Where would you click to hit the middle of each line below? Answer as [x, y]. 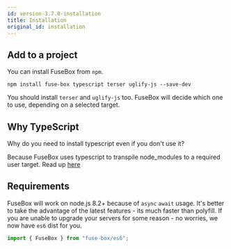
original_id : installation [46, 27]
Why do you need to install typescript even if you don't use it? [96, 143]
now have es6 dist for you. [45, 225]
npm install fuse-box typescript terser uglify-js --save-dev [99, 84]
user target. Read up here [44, 164]
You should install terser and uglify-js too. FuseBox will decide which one [115, 98]
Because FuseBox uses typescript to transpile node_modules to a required [114, 157]
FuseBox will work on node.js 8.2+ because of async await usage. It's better [116, 203]
